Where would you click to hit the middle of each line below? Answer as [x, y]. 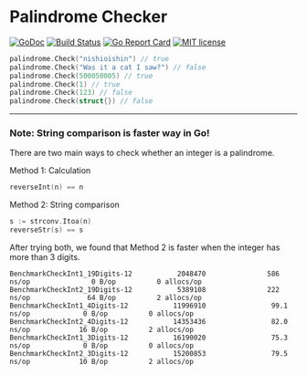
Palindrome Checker [89, 17]
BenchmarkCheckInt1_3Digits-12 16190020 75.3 [148, 338]
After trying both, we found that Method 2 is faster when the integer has [145, 247]
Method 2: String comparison [65, 205]
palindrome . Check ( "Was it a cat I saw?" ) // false [108, 67]
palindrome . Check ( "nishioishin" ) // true [90, 58]
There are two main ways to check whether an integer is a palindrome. [142, 153]
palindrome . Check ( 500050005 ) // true [81, 76]
